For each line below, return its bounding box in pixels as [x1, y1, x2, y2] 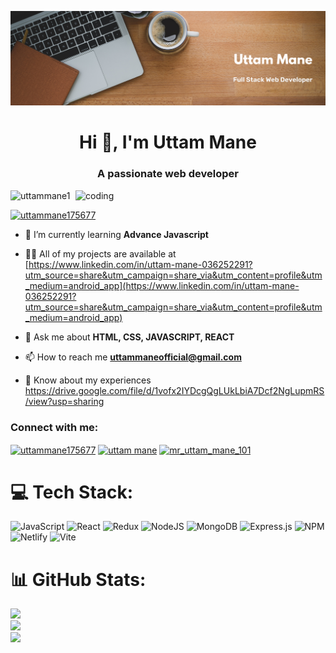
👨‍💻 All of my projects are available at [24, 247, 177, 260]
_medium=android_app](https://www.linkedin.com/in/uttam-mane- [24, 279, 300, 291]
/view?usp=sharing [24, 395, 105, 407]
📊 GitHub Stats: [10, 568, 147, 591]
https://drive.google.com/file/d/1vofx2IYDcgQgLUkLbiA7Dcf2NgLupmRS [24, 384, 325, 396]
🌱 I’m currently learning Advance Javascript [24, 228, 209, 240]
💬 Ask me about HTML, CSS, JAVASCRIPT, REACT [24, 331, 235, 343]
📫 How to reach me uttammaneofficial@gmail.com [24, 351, 242, 363]
